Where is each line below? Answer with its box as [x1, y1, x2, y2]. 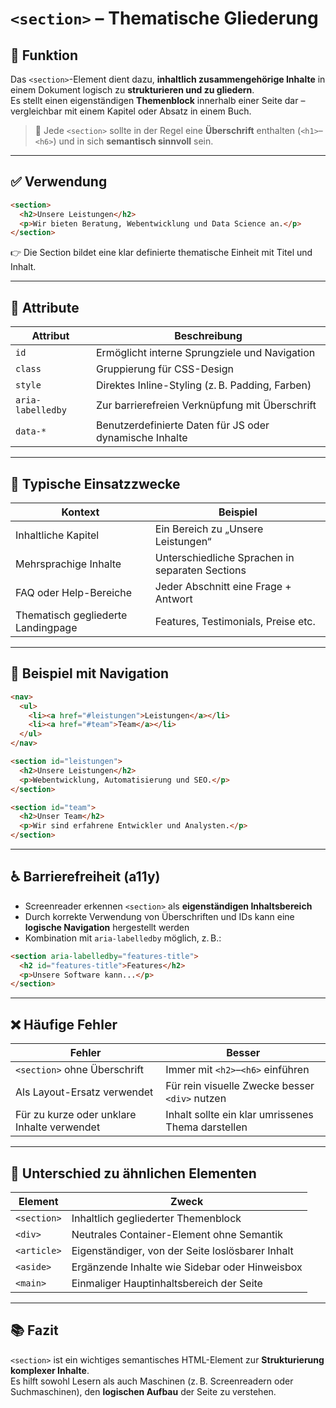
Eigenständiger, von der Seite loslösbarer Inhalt [71, 1243, 294, 1257]
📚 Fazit [10, 1322, 59, 1339]
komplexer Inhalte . [10, 1364, 90, 1376]
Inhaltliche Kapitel [15, 528, 100, 542]
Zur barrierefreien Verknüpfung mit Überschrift [95, 398, 317, 412]
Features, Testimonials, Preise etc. [154, 614, 316, 628]
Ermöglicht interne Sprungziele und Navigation [95, 346, 316, 360]
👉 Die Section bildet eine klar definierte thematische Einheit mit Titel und [10, 247, 313, 259]
